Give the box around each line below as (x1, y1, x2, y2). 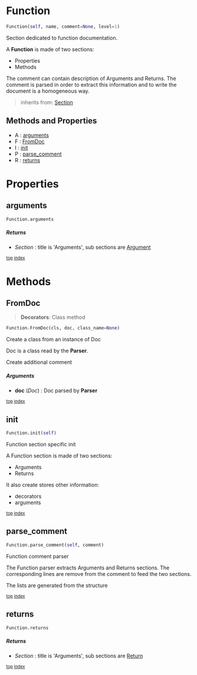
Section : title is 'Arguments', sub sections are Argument (14, 243, 151, 251)
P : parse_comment (14, 150, 62, 157)
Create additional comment (6, 358, 73, 366)
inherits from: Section (20, 98, 74, 106)
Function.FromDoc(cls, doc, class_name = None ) (6, 325, 120, 331)
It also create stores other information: (6, 482, 99, 488)
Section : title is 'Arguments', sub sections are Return (14, 653, 143, 660)
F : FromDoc (14, 137, 45, 145)
